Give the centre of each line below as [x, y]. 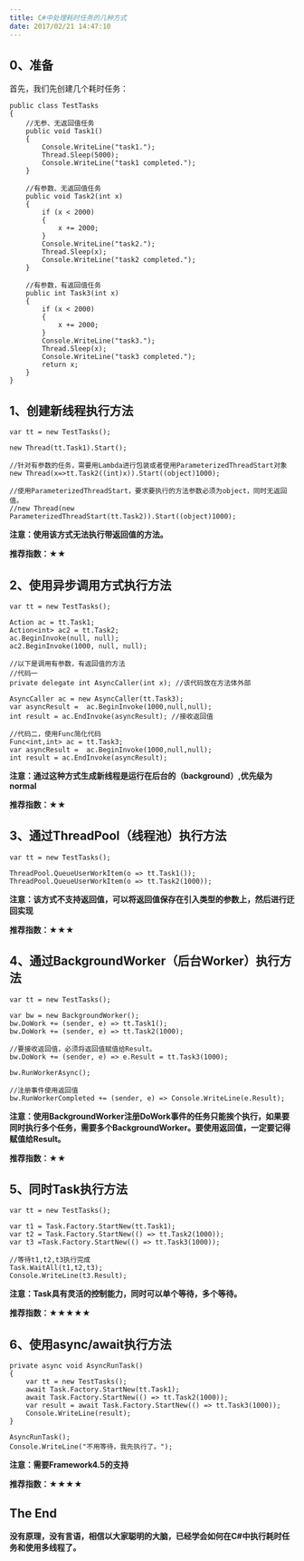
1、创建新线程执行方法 [71, 410]
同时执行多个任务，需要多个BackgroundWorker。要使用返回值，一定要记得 [150, 1127]
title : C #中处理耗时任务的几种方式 [68, 18]
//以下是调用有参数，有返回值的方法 [67, 664]
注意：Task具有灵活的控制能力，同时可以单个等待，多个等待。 [126, 1294]
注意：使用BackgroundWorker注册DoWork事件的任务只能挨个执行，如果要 [150, 1116]
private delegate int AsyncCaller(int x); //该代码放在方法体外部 [130, 683]
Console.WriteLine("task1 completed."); [119, 163]
